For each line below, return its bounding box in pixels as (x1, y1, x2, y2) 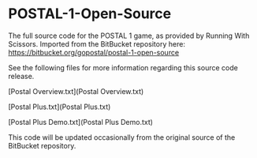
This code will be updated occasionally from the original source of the (8, 132, 236, 142)
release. (8, 71, 35, 81)
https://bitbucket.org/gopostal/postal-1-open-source (8, 47, 180, 57)
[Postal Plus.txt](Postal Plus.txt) (8, 102, 111, 111)
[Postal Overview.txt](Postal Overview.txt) (8, 86, 144, 96)
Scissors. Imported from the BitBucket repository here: (8, 39, 185, 48)
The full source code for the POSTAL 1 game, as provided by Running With (8, 31, 250, 40)
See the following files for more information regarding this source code (8, 62, 238, 72)
